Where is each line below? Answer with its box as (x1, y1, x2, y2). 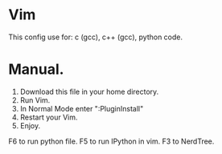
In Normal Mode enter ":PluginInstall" (19, 103, 144, 113)
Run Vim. (19, 95, 51, 105)
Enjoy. (19, 120, 41, 130)
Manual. (8, 60, 64, 79)
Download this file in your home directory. (19, 87, 159, 96)
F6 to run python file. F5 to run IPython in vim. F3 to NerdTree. (8, 136, 215, 146)
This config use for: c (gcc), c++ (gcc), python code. (8, 32, 183, 42)
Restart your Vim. (19, 112, 78, 122)
